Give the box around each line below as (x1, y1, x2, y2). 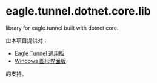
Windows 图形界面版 (14, 57, 66, 64)
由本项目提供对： (5, 36, 48, 44)
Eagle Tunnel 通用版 (14, 50, 65, 57)
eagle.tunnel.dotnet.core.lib (5, 4, 151, 18)
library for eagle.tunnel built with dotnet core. (5, 24, 119, 32)
